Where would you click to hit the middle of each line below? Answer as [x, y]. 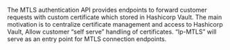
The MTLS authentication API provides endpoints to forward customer [107, 10]
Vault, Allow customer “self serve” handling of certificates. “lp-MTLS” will [112, 32]
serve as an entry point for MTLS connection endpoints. [87, 39]
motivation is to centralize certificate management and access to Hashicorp [115, 24]
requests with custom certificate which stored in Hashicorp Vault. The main [115, 17]
